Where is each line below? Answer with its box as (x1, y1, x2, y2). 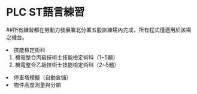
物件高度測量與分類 (14, 81, 61, 88)
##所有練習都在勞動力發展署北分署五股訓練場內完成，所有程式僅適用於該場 (6, 26, 192, 33)
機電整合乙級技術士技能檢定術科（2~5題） (14, 61, 120, 68)
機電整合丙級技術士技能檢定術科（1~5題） (14, 54, 119, 61)
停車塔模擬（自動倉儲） (14, 74, 72, 81)
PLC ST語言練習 (6, 5, 85, 19)
